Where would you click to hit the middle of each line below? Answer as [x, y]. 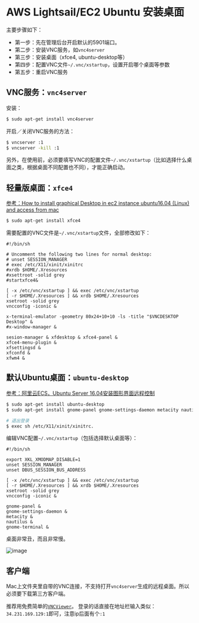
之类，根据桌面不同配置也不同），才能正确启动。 [70, 167]
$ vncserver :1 [25, 142]
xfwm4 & [16, 358]
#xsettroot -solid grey [36, 275]
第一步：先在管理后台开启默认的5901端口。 [67, 42]
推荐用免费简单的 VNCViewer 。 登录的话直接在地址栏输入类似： [81, 606]
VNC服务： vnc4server [46, 92]
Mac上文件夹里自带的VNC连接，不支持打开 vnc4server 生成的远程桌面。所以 [98, 586]
